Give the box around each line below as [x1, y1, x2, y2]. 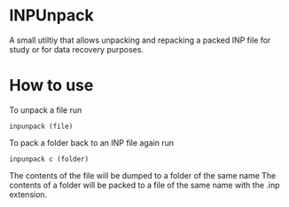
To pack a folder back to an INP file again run [9, 137, 175, 147]
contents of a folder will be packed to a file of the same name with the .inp [9, 179, 281, 190]
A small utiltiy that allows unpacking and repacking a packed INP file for [9, 35, 271, 45]
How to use [9, 76, 94, 96]
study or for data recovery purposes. [9, 44, 144, 54]
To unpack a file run [9, 104, 82, 115]
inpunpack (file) [9, 122, 74, 131]
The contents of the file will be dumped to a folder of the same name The [9, 170, 277, 180]
